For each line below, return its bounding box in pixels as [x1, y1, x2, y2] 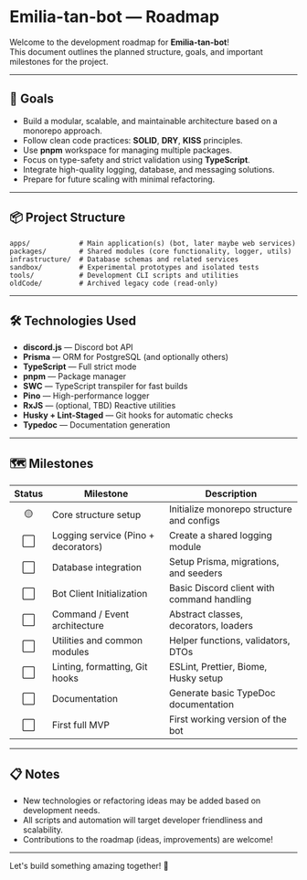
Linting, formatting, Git [51, 661, 148, 673]
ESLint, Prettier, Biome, [168, 661, 268, 673]
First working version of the [168, 713, 288, 726]
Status [14, 487, 44, 500]
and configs [168, 514, 221, 527]
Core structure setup [51, 509, 142, 522]
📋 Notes [9, 766, 60, 782]
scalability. [22, 824, 64, 835]
